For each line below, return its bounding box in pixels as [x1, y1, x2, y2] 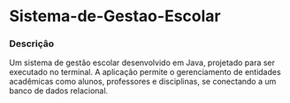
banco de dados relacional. [9, 85, 109, 96]
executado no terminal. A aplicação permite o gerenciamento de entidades [9, 67, 281, 77]
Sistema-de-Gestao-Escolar [9, 6, 221, 26]
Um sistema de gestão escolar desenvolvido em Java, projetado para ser [9, 57, 276, 68]
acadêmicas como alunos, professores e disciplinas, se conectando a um [9, 77, 277, 87]
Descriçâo [9, 38, 55, 50]
